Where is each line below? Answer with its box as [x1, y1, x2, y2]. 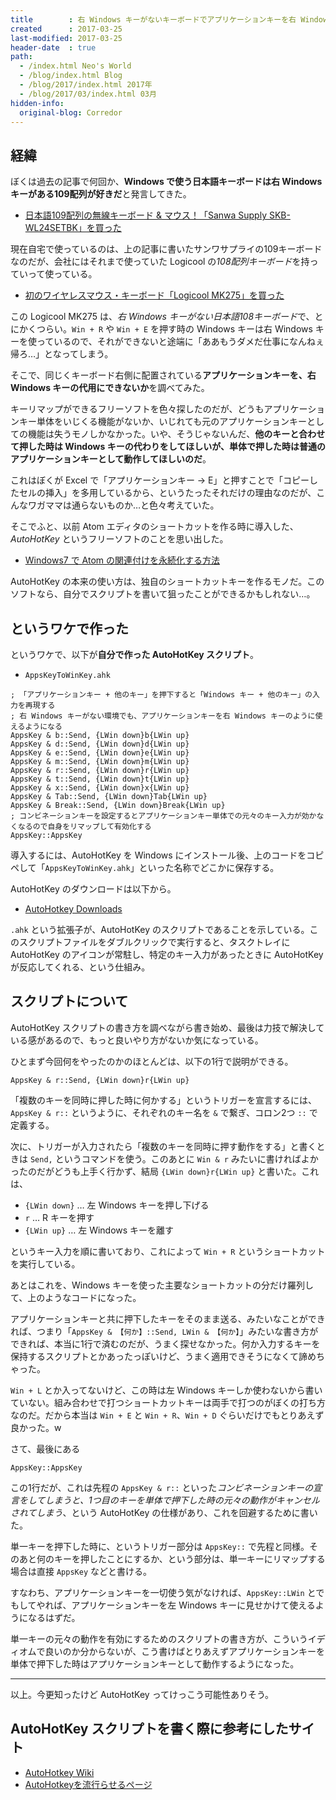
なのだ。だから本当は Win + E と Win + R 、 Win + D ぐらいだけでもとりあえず [10, 1409, 325, 1421]
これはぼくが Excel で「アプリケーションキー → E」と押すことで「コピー [10, 474, 310, 486]
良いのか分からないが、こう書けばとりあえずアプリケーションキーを [44, 1645, 326, 1657]
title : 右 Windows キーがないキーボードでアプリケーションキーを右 [10, 14, 297, 25]
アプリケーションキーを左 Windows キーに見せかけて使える [71, 1599, 316, 1611]
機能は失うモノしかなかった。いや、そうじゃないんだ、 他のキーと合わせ [27, 428, 326, 440]
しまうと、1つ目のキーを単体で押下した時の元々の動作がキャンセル [44, 1494, 320, 1506]
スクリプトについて [10, 993, 129, 1010]
